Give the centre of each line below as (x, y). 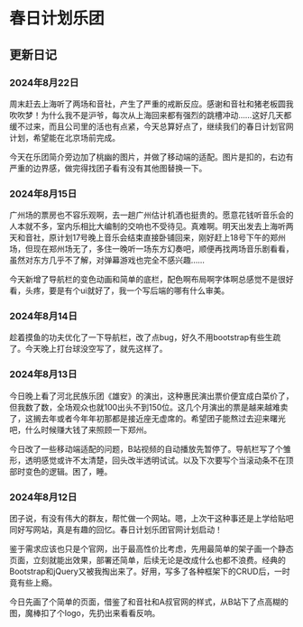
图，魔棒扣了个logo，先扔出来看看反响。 (85, 613)
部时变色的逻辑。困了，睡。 (61, 471)
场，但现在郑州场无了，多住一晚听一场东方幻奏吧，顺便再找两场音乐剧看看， (151, 249)
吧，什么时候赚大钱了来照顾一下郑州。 (80, 429)
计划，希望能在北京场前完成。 (64, 137)
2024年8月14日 (44, 317)
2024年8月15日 (43, 193)
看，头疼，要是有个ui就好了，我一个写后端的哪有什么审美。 (119, 290)
